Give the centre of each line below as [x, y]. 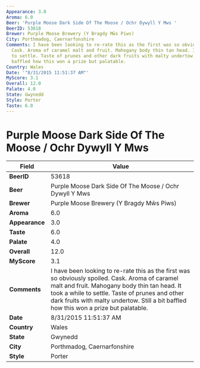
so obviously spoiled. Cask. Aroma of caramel [114, 278]
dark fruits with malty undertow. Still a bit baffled [118, 301]
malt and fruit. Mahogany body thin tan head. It [116, 286]
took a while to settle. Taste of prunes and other [117, 293]
